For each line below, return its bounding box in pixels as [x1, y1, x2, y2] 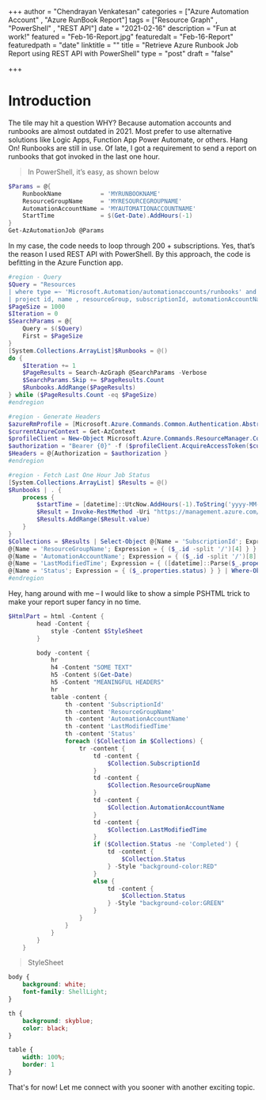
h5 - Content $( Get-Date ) [50, 671, 133, 679]
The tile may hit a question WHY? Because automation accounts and [8, 118, 232, 128]
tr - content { [78, 744, 126, 752]
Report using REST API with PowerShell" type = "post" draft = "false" [8, 49, 234, 58]
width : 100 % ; [22, 1053, 66, 1061]
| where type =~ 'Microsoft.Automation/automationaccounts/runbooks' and [8, 288, 257, 296]
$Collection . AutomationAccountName [107, 804, 225, 812]
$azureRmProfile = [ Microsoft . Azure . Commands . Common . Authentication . [8, 420, 243, 428]
